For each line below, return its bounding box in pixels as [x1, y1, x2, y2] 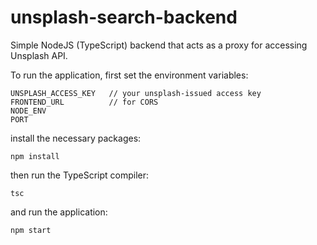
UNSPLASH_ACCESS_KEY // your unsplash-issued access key [10, 88, 262, 98]
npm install [10, 151, 60, 161]
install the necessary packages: [10, 132, 142, 144]
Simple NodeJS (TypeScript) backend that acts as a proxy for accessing [10, 39, 308, 51]
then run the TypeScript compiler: [10, 169, 150, 181]
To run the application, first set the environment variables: [10, 69, 249, 81]
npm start [10, 225, 52, 235]
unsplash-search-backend [10, 6, 238, 29]
